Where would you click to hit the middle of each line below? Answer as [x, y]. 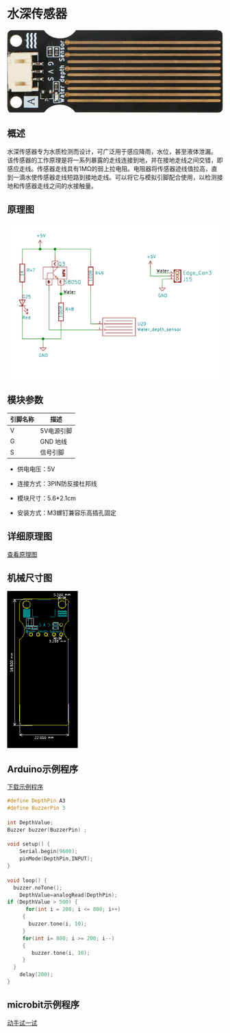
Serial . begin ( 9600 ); [49, 852]
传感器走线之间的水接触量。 [58, 185]
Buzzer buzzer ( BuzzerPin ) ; [47, 830]
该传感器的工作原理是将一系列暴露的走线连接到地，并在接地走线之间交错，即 [115, 160]
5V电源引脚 [56, 430]
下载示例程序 [25, 787]
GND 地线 [53, 441]
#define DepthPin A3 [37, 801]
